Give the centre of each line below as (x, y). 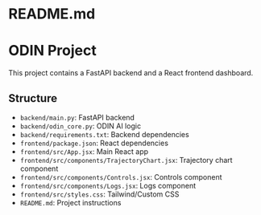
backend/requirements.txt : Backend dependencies (104, 134)
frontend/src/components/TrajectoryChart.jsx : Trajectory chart (126, 160)
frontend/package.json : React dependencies (94, 143)
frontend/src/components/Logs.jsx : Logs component (108, 185)
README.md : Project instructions (70, 202)
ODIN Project (52, 51)
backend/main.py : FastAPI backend (77, 117)
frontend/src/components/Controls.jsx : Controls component (121, 176)
